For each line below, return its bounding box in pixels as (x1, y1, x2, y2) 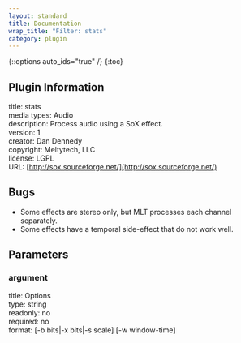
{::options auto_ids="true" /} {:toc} (8, 57, 124, 66)
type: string (8, 299, 47, 309)
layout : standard (8, 11, 67, 20)
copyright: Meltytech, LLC (8, 145, 96, 155)
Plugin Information (8, 80, 105, 94)
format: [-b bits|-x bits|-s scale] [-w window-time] (8, 325, 176, 335)
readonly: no (8, 307, 51, 317)
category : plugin (8, 34, 67, 43)
